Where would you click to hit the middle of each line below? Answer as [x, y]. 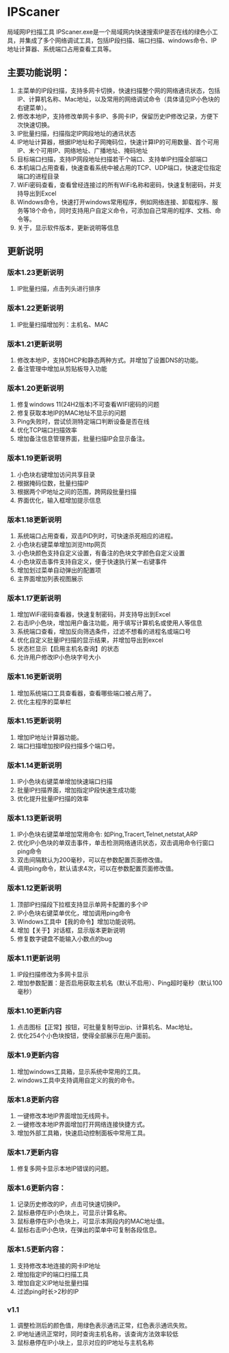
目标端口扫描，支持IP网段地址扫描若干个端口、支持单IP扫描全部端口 [112, 159]
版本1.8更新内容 [33, 1099]
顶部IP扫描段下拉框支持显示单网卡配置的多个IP [82, 904]
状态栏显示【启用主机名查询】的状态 [68, 649]
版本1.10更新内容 [35, 1011]
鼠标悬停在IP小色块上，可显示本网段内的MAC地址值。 [93, 1221]
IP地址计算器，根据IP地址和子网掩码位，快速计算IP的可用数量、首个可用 [118, 142]
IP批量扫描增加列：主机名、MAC [63, 324]
